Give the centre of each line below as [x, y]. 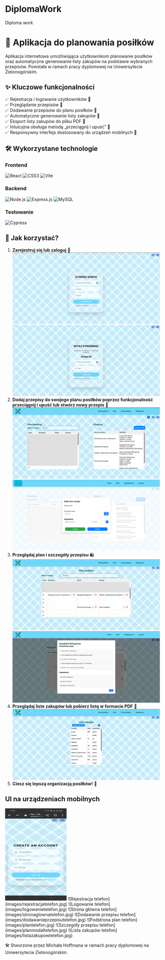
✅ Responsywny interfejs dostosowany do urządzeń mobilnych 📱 [71, 132]
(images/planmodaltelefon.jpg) [36, 930]
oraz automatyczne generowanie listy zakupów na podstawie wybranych [79, 61]
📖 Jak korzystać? [32, 238]
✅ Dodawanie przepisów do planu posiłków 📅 [51, 110]
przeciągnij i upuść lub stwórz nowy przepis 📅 [60, 405]
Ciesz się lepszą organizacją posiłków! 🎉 [55, 784]
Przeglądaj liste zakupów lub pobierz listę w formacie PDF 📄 [75, 706]
